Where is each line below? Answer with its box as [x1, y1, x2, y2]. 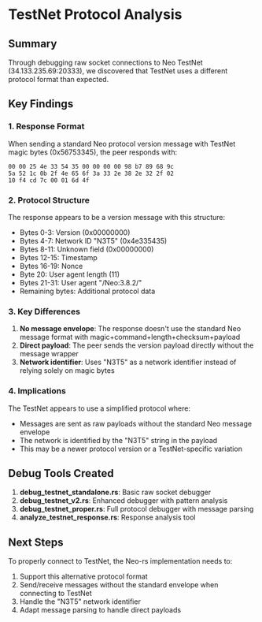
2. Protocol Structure [8, 195, 90, 206]
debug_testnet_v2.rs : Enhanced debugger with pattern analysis [19, 496, 228, 505]
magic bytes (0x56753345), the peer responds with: [8, 147, 178, 157]
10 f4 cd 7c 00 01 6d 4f [8, 176, 90, 184]
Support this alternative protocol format [19, 572, 148, 581]
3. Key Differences [8, 306, 81, 317]
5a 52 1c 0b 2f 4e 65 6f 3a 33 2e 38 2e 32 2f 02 [8, 169, 175, 177]
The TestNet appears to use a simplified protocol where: [8, 404, 191, 413]
